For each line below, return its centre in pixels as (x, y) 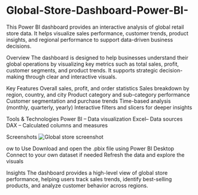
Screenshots (22, 137)
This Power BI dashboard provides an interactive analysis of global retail (95, 27)
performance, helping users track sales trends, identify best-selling (89, 179)
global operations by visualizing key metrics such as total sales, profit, (93, 64)
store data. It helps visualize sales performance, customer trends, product (97, 33)
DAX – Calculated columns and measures (57, 125)
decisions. (19, 46)
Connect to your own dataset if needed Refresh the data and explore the (95, 155)
